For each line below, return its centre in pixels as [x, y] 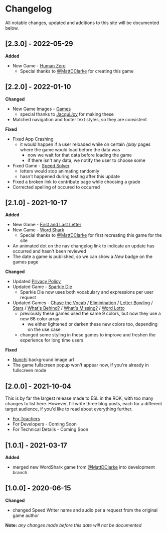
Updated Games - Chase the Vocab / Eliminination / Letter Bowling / [82, 303]
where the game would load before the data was [70, 149]
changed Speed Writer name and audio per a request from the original [85, 510]
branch [20, 472]
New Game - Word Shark [38, 230]
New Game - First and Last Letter [47, 225]
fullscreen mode [29, 371]
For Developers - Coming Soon [44, 424]
